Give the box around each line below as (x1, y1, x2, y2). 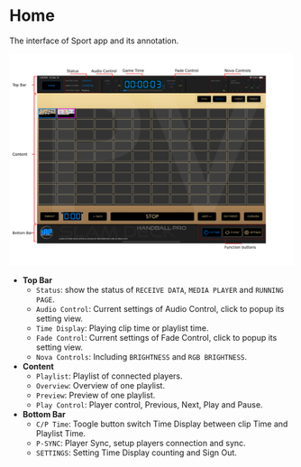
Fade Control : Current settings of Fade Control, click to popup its (35, 333, 278, 343)
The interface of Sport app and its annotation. (9, 35, 179, 46)
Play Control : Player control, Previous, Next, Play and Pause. (35, 399, 263, 410)
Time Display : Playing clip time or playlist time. (35, 323, 209, 334)
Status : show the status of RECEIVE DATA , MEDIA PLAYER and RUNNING (35, 285, 284, 296)
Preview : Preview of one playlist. (35, 389, 156, 401)
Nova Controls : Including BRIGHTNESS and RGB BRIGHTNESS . (35, 352, 248, 362)
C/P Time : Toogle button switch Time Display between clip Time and (35, 418, 288, 429)
